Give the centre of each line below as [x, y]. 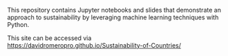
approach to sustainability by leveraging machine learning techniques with [113, 17]
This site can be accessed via [49, 38]
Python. [18, 25]
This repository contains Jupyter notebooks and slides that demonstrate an [114, 10]
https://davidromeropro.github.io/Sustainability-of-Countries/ [94, 45]
